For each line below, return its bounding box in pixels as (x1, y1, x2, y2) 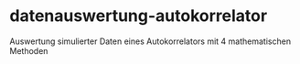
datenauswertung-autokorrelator (9, 5, 268, 27)
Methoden (9, 45, 48, 56)
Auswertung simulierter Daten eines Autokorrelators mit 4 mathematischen (9, 36, 291, 47)
